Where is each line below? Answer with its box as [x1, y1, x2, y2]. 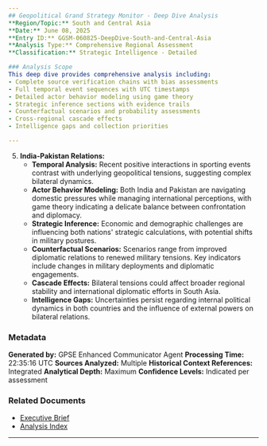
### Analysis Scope [8, 63, 73, 72]
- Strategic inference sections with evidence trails [8, 100, 191, 108]
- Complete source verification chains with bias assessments [8, 77, 219, 86]
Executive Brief [19, 413, 70, 423]
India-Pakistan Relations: [19, 151, 105, 160]
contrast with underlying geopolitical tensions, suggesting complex [31, 168, 252, 178]
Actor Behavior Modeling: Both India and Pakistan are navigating [31, 185, 246, 194]
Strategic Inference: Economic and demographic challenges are [31, 218, 244, 228]
